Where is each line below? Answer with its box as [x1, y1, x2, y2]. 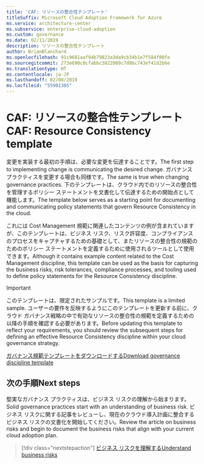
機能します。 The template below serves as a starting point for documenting [6, 196, 196, 203]
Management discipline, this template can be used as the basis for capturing [6, 259, 199, 266]
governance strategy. [6, 339, 60, 346]
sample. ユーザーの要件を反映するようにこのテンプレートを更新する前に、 [6, 304, 193, 312]
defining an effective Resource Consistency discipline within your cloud [6, 333, 186, 340]
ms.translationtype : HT [6, 65, 67, 72]
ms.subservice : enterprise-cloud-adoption [6, 26, 116, 32]
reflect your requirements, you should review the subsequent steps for [6, 326, 183, 334]
